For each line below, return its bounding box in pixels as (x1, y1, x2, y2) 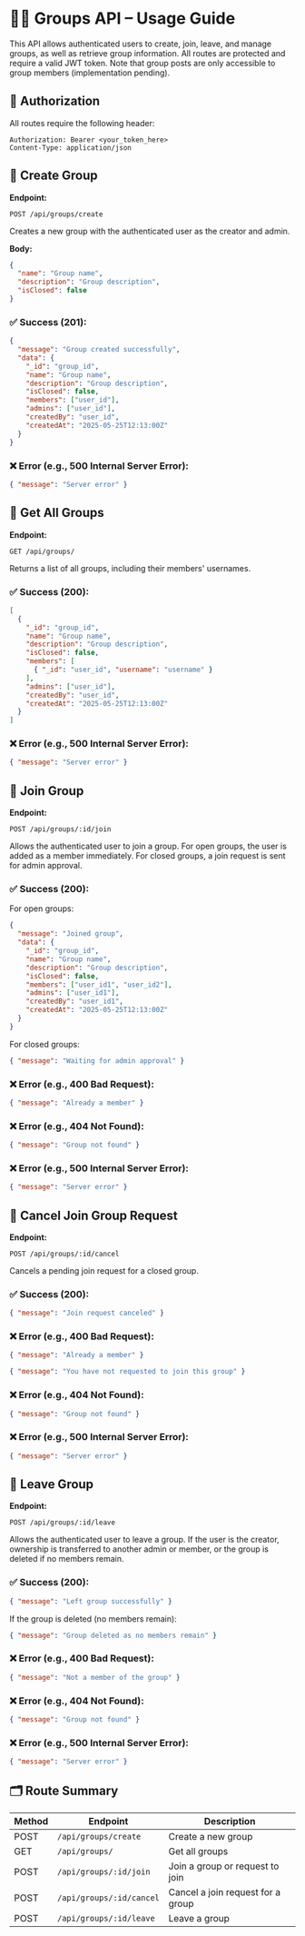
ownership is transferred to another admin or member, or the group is (9, 1544, 270, 1554)
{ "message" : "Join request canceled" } (9, 1308, 165, 1318)
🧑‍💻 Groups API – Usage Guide (9, 8, 236, 29)
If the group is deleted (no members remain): (9, 1613, 177, 1624)
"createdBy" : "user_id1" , (25, 997, 124, 1007)
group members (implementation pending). (9, 67, 171, 78)
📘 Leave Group (9, 1476, 93, 1492)
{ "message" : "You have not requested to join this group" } (9, 1367, 246, 1376)
